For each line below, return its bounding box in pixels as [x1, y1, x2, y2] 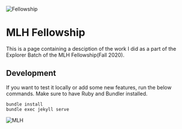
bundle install [6, 101, 43, 107]
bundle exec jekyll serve [6, 106, 69, 112]
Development [6, 68, 57, 78]
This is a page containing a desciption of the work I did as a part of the [6, 45, 177, 52]
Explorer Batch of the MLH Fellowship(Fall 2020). [6, 51, 125, 58]
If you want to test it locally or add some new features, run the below [6, 83, 171, 90]
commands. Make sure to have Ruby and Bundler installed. [6, 90, 148, 97]
